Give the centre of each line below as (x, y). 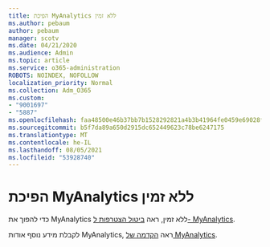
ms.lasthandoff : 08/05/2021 (55, 150)
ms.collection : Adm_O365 (50, 90)
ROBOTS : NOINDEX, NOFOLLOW (53, 75)
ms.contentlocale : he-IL (50, 142)
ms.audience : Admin (41, 53)
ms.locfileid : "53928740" (51, 157)
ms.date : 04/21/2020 (43, 46)
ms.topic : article (39, 61)
